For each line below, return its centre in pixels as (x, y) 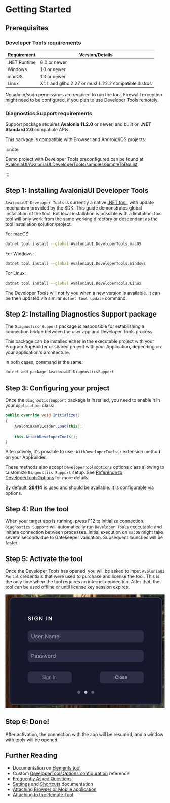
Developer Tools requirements (43, 43)
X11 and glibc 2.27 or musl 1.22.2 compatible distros (96, 83)
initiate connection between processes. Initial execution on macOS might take (84, 532)
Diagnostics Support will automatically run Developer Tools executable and (84, 527)
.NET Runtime (22, 62)
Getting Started (38, 9)
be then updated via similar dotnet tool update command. (66, 298)
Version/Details (96, 55)
